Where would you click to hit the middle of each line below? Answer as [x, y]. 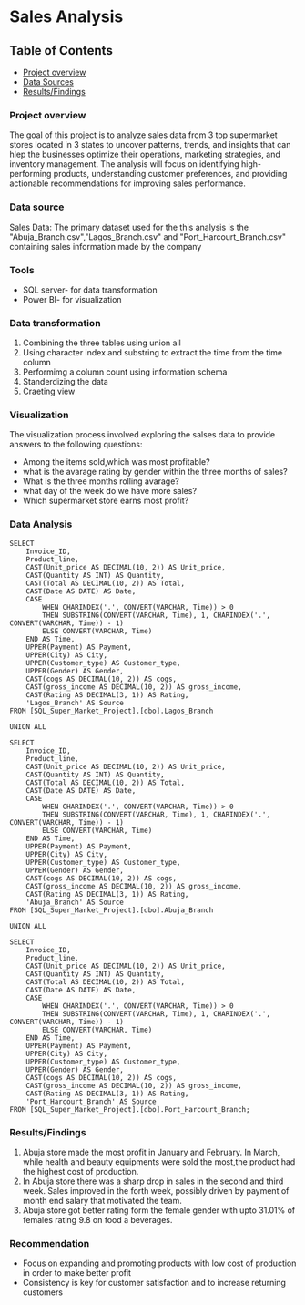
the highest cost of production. [81, 1172]
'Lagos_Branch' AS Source [75, 703]
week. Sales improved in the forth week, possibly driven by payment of [156, 1191]
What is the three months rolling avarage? [101, 481]
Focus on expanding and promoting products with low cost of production [159, 1263]
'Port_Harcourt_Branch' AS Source [91, 1101]
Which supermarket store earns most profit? [106, 501]
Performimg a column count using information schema [125, 372]
